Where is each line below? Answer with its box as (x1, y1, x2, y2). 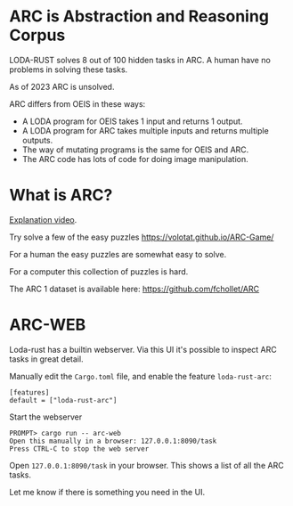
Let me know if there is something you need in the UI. (9, 486, 206, 497)
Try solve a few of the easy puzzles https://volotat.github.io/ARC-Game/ (9, 232, 274, 242)
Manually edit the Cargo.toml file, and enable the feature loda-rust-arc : (9, 371, 272, 381)
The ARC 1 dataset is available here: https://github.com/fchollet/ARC (9, 283, 260, 294)
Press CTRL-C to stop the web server (9, 444, 150, 453)
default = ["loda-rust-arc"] (9, 396, 118, 404)
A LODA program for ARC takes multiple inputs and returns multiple (21, 125, 269, 135)
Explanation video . (9, 214, 77, 224)
